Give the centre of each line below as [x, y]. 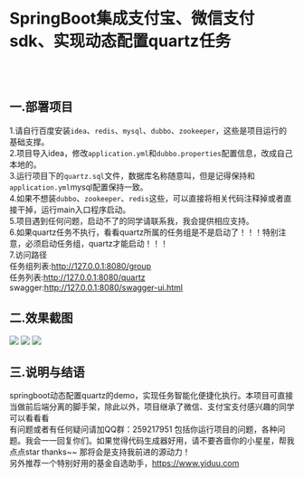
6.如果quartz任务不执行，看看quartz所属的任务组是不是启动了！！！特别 [144, 232]
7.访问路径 [28, 255]
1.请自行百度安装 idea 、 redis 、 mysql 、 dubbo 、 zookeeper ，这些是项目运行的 [148, 130]
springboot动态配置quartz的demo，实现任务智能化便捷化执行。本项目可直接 [152, 396]
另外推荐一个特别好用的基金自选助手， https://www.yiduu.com [124, 463]
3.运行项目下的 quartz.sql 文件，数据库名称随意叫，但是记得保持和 [132, 175]
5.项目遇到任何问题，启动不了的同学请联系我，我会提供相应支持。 [132, 220]
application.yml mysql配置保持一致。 [79, 187]
